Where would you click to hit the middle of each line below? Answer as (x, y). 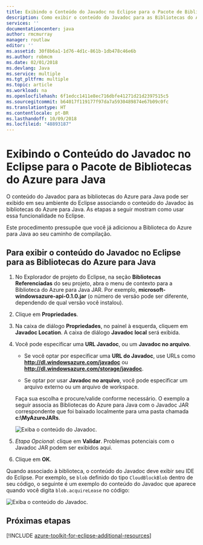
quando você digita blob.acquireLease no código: (68, 490)
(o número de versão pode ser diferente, (138, 296)
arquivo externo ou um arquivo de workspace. (81, 387)
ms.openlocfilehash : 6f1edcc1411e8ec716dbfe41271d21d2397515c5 (88, 96)
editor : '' (20, 46)
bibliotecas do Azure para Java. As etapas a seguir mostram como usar (95, 210)
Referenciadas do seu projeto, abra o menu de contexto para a (94, 283)
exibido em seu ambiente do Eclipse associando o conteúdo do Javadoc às (100, 203)
